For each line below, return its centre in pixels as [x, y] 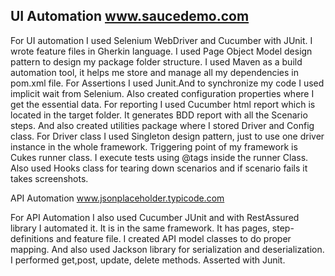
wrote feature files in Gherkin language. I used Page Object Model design [161, 51]
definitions [32, 238]
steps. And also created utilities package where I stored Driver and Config [162, 125]
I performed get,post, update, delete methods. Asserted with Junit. [148, 260]
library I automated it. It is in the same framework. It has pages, [140, 228]
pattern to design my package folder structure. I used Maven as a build [156, 61]
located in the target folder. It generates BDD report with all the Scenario [159, 115]
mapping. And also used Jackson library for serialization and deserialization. [167, 249]
